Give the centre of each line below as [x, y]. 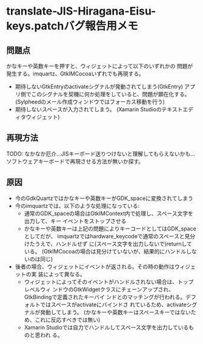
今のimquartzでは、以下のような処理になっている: [77, 205]
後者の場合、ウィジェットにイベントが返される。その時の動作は [95, 266]
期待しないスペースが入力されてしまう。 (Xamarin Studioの [88, 109]
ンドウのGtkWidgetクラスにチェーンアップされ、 [113, 289]
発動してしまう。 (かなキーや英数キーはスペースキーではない [115, 312]
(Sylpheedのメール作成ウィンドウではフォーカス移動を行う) [90, 102]
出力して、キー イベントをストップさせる [75, 221]
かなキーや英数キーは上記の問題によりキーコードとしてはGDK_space [110, 229]
